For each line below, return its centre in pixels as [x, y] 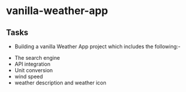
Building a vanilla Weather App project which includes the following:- [97, 46]
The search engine [37, 58]
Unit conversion [34, 70]
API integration [32, 64]
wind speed [29, 76]
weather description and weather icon [60, 83]
